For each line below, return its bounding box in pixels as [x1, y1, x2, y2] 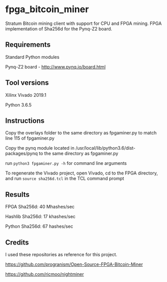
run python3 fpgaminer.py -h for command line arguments [5, 160, 127, 166]
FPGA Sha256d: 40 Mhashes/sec [5, 204, 75, 210]
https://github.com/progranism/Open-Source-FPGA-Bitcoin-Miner [5, 261, 143, 267]
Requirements [5, 41, 51, 49]
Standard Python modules [5, 54, 60, 60]
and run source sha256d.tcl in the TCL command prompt [5, 175, 124, 182]
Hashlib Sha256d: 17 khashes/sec [5, 214, 76, 220]
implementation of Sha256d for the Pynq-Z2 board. [5, 25, 112, 31]
